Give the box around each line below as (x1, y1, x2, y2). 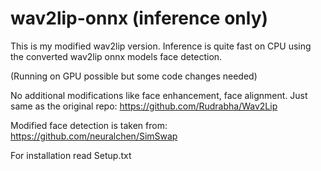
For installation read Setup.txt (10, 149, 132, 161)
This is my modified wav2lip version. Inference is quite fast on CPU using (10, 40, 312, 52)
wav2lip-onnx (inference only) (10, 7, 269, 30)
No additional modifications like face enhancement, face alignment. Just (10, 89, 308, 101)
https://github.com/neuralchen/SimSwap (10, 130, 178, 142)
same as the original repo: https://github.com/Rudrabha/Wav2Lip (10, 100, 278, 112)
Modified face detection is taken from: (10, 119, 168, 131)
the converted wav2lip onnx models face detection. (10, 50, 223, 62)
